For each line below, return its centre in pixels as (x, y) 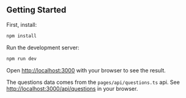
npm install (21, 36)
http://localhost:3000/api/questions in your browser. (72, 88)
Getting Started (36, 10)
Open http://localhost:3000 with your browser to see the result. (86, 70)
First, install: (22, 24)
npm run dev (21, 58)
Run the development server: (43, 47)
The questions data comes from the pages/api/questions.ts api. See (93, 82)
